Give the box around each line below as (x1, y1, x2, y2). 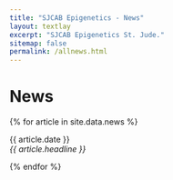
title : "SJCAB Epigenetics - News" (9, 13, 145, 23)
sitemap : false (9, 38, 67, 48)
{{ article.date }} (9, 134, 70, 145)
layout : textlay (9, 22, 71, 31)
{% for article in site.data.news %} (9, 116, 138, 127)
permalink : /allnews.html (9, 47, 107, 56)
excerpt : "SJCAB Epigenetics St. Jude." (9, 30, 166, 39)
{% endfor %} (9, 161, 62, 173)
